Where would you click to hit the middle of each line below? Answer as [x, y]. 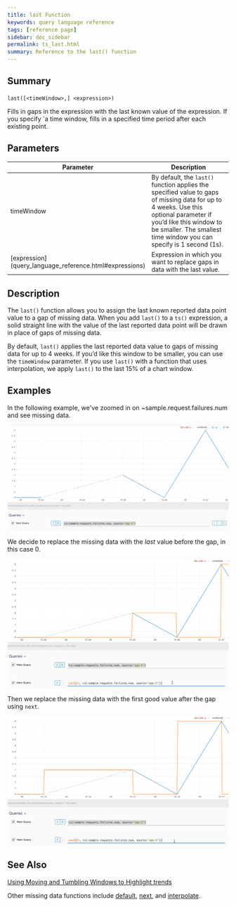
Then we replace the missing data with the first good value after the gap [112, 699]
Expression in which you [186, 254]
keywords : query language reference [61, 22]
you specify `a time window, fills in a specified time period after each [107, 119]
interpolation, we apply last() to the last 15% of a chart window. [100, 368]
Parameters [33, 149]
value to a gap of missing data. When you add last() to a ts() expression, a [118, 318]
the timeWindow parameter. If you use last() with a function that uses [107, 361]
